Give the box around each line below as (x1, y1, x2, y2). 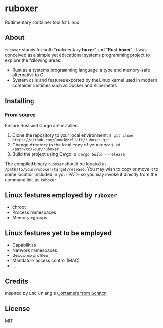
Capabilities (12, 242, 36, 248)
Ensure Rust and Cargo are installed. (5, 123, 79, 129)
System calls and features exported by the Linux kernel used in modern (12, 77, 158, 83)
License (5, 304, 30, 313)
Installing (5, 97, 34, 105)
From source (5, 111, 36, 118)
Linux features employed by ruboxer (5, 191, 117, 199)
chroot (12, 204, 26, 210)
